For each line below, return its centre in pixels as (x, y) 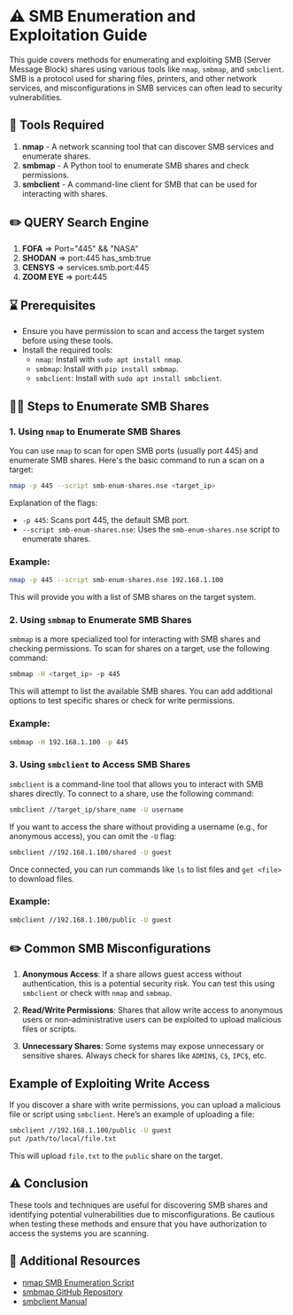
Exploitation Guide (78, 35)
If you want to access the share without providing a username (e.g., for (139, 827)
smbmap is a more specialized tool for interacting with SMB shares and (135, 639)
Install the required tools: (67, 350)
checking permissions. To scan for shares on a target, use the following (139, 649)
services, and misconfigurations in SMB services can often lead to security (146, 88)
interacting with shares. (65, 193)
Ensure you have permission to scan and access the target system (143, 331)
